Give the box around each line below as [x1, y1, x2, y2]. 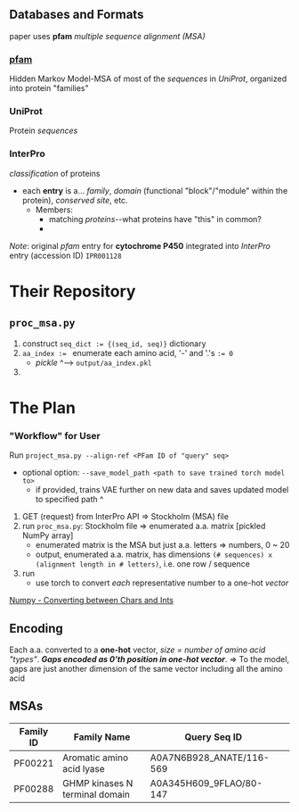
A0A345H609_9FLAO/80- [149, 776, 263, 789]
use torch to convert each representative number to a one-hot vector [35, 577, 289, 588]
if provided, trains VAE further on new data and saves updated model [35, 485, 289, 495]
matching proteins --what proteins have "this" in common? [48, 213, 263, 224]
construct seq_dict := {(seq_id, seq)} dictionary [21, 338, 206, 349]
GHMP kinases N [61, 776, 133, 789]
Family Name [73, 731, 131, 743]
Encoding [9, 620, 64, 636]
